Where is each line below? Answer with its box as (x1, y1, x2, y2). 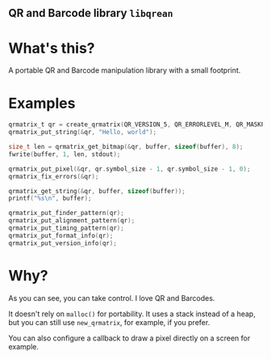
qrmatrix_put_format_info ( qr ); (8, 231, 114, 239)
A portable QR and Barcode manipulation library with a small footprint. (8, 65, 241, 75)
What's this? (8, 39, 95, 57)
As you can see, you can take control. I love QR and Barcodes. (8, 293, 215, 302)
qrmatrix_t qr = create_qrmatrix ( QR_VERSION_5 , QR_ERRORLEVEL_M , (8, 120, 232, 129)
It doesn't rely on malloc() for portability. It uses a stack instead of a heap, (8, 309, 256, 319)
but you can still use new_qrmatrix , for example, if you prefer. (8, 317, 211, 327)
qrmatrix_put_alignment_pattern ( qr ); (8, 217, 135, 225)
